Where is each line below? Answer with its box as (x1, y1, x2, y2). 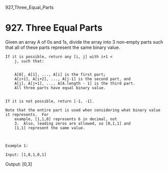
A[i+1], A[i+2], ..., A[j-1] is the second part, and (14, 76, 131, 81)
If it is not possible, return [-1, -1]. (5, 99, 95, 104)
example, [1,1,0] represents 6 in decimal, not (14, 117, 117, 122)
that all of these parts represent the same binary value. (5, 44, 121, 50)
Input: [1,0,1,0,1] (5, 152, 47, 157)
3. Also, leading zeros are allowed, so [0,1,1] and (14, 121, 131, 126)
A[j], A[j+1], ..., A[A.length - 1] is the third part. (14, 81, 136, 86)
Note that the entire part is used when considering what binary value (5, 107, 160, 112)
